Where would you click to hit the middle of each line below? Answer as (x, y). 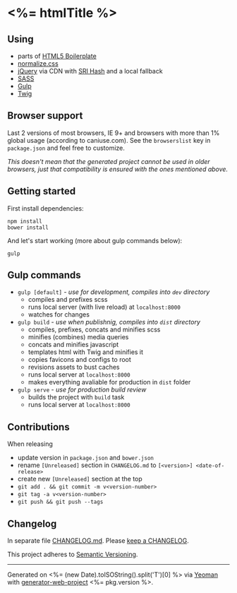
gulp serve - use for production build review (82, 389)
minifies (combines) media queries (78, 337)
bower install (28, 228)
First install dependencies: (45, 208)
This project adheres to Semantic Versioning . (73, 554)
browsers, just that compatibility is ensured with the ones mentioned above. (117, 169)
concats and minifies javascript (73, 345)
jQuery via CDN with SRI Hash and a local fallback (90, 71)
